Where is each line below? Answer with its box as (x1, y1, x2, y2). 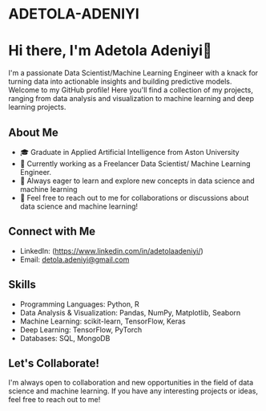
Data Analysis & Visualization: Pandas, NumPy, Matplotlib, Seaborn (19, 307, 241, 317)
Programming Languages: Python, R (19, 299, 140, 309)
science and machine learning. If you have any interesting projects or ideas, (8, 386, 259, 396)
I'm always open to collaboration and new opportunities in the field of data (8, 378, 254, 388)
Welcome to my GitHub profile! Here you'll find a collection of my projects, (8, 85, 254, 95)
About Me (8, 125, 58, 139)
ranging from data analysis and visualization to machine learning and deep (8, 94, 255, 104)
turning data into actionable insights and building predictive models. (8, 77, 232, 87)
